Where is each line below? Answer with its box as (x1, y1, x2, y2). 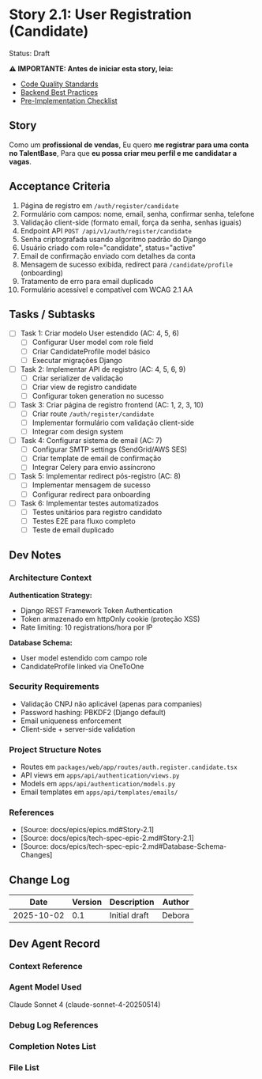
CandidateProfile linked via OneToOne (20, 661, 144, 671)
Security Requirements (9, 681, 99, 692)
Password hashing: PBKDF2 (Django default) (20, 707, 167, 717)
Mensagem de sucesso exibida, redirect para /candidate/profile (20, 259, 234, 269)
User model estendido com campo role (20, 653, 148, 662)
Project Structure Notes (9, 744, 102, 755)
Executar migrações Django (32, 355, 123, 365)
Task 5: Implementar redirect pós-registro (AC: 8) (20, 471, 181, 481)
